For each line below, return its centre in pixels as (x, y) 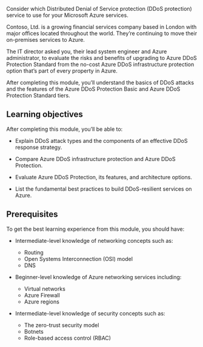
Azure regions (42, 302)
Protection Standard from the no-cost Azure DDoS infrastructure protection (100, 64)
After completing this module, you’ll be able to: (65, 129)
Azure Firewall (42, 295)
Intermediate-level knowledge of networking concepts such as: (94, 240)
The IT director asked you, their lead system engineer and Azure (87, 51)
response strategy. (38, 147)
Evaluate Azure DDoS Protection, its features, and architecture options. (104, 177)
